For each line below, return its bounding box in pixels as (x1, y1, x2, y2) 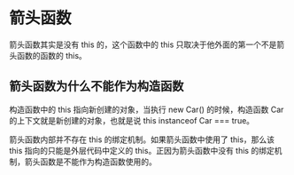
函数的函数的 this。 (16, 50, 87, 60)
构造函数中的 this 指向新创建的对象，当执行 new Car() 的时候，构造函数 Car (9, 104, 284, 115)
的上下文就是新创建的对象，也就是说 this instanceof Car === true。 (9, 115, 255, 125)
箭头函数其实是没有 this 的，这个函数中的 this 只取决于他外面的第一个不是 (9, 39, 277, 50)
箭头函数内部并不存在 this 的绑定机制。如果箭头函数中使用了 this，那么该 (9, 134, 275, 145)
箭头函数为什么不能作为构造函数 (9, 79, 184, 94)
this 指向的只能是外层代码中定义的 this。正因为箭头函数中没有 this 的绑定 (9, 145, 275, 155)
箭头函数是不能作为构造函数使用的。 (24, 156, 157, 167)
